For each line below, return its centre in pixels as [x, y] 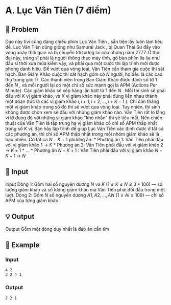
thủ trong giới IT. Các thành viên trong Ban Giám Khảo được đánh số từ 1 [81, 80]
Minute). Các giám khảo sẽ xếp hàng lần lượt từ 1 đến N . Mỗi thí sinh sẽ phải [86, 91]
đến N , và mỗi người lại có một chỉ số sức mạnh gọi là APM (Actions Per [81, 85]
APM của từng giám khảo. [32, 200]
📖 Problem [22, 29]
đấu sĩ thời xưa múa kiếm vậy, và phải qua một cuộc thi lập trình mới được [82, 63]
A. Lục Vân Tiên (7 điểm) [58, 10]
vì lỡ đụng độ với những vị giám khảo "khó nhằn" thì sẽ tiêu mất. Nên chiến [84, 118]
